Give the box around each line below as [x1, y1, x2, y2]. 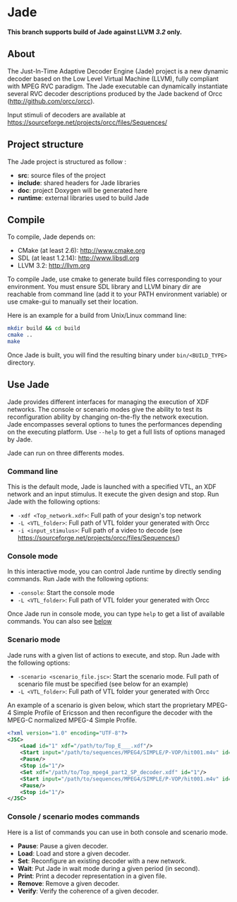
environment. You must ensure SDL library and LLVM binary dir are [7, 283, 202, 291]
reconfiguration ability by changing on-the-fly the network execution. [7, 413, 209, 421]
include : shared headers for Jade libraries [17, 178, 140, 187]
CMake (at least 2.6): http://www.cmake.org [17, 247, 146, 255]
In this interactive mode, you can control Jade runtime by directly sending [7, 567, 221, 576]
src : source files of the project [17, 171, 106, 179]
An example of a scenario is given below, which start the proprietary [7, 701, 206, 709]
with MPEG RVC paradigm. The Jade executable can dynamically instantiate [7, 82, 229, 90]
